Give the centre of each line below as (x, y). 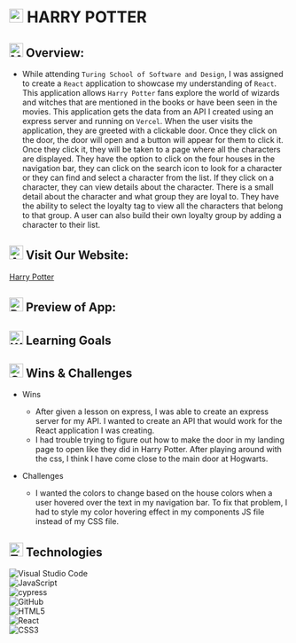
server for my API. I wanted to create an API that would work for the (159, 421)
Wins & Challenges (79, 373)
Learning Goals (69, 340)
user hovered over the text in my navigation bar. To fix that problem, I (161, 503)
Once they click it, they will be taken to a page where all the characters (151, 149)
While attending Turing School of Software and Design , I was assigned (152, 74)
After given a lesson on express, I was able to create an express (152, 412)
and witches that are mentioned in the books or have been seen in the (149, 102)
